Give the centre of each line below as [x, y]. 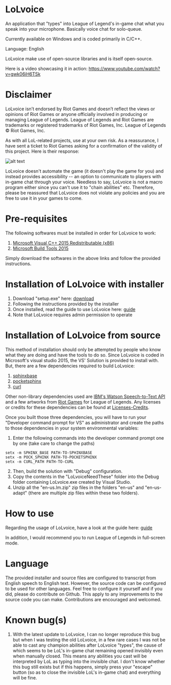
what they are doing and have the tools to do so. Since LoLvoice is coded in [85, 355]
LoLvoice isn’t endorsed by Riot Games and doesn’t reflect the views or [80, 109]
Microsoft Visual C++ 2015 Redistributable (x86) [63, 243]
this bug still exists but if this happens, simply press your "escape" [83, 667]
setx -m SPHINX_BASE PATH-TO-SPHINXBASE [49, 453]
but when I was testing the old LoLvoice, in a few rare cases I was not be [89, 640]
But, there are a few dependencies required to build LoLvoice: [70, 366]
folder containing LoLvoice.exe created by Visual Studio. [72, 482]
